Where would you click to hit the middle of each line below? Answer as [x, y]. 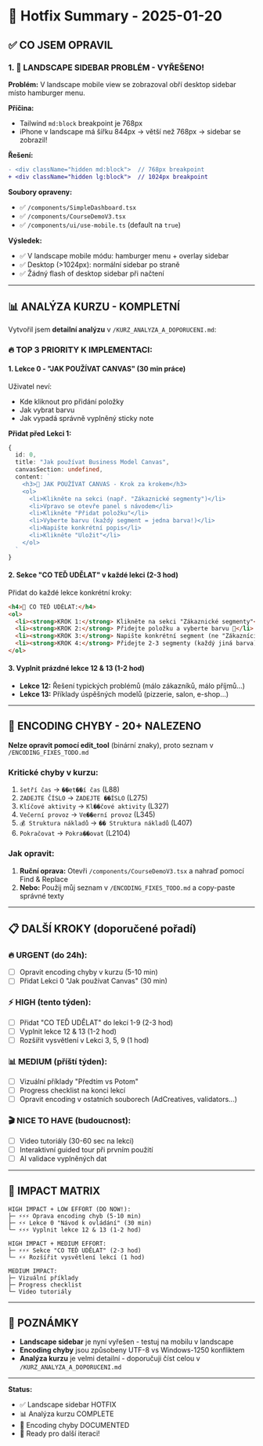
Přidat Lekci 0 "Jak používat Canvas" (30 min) [94, 981]
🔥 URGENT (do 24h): [48, 955]
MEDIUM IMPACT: [33, 1271]
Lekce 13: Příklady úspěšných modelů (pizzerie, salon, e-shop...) [124, 694]
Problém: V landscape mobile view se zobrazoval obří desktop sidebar [122, 84]
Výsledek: [25, 240]
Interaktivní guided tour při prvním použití [86, 1149]
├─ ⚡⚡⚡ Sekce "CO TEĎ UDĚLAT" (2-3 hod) [75, 1250]
